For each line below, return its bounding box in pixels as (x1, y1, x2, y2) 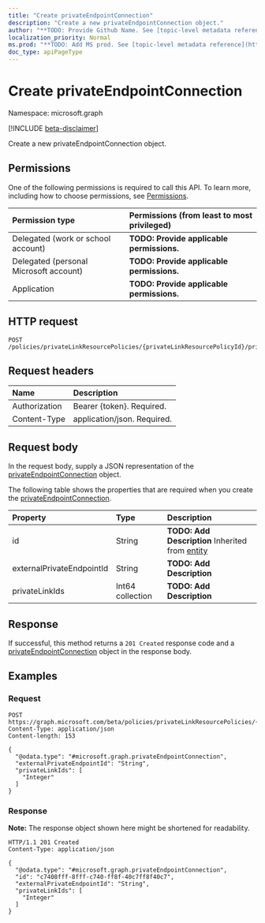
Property (12, 512, 47, 523)
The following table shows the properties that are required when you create (8, 485, 254, 495)
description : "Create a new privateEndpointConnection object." (8, 19, 224, 27)
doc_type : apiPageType (8, 48, 83, 56)
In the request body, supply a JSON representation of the (8, 461, 195, 471)
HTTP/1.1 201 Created (8, 838, 80, 846)
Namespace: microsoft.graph (8, 108, 103, 118)
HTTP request (8, 315, 79, 328)
